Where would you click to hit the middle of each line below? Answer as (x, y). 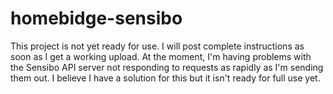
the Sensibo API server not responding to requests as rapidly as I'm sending (167, 67)
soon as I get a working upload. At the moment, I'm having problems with (161, 56)
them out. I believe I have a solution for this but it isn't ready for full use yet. (165, 78)
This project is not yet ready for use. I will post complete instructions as (157, 46)
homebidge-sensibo (96, 18)
